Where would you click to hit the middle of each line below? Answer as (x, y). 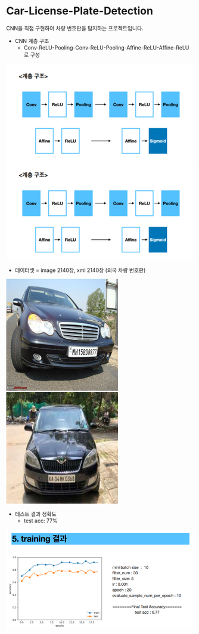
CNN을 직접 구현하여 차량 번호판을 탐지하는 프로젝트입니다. (75, 28)
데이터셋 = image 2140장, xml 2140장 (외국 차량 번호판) (80, 270)
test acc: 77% (41, 521)
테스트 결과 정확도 (35, 514)
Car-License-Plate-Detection (80, 11)
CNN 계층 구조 (32, 41)
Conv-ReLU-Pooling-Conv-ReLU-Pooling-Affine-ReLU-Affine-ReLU (106, 47)
